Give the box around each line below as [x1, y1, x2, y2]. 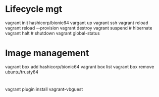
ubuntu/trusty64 [5, 69, 39, 75]
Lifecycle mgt [5, 3, 62, 15]
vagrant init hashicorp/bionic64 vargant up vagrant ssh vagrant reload [5, 20, 149, 26]
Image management [5, 48, 89, 59]
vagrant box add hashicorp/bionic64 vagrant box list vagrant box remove [5, 64, 155, 69]
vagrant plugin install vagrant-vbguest [5, 86, 83, 92]
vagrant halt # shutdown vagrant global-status [5, 30, 100, 36]
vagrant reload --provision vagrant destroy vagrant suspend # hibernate [5, 25, 153, 31]
